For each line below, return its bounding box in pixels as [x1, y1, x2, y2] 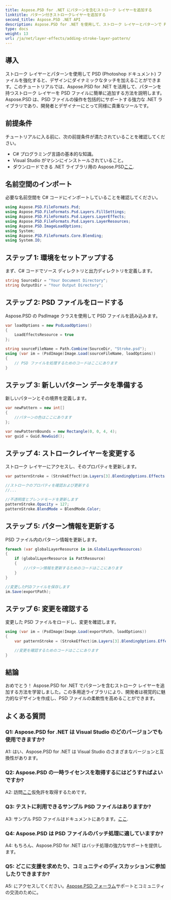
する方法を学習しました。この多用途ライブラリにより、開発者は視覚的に [9, 689, 161, 695]
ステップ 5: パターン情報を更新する [5, 522, 115, 531]
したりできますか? [5, 870, 50, 878]
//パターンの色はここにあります [14, 415, 72, 420]
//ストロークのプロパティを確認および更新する [5, 483, 90, 488]
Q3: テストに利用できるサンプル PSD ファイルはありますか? [5, 803, 152, 810]
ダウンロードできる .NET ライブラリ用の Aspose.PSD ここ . [12, 163, 135, 170]
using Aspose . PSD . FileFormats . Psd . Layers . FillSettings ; [5, 209, 126, 215]
